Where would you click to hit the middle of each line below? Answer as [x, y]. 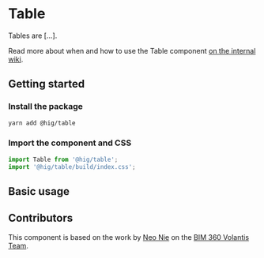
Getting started [47, 84]
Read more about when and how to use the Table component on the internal [132, 50]
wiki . [16, 59]
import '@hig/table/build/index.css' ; [72, 166]
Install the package [45, 107]
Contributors [41, 218]
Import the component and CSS [70, 143]
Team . [19, 245]
